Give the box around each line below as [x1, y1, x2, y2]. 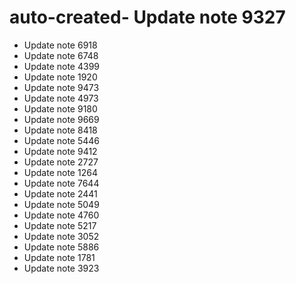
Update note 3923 [23, 262, 100, 274]
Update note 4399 [23, 60, 101, 72]
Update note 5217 [23, 219, 97, 231]
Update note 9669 [23, 113, 100, 125]
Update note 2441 [23, 187, 98, 200]
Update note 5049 [23, 198, 100, 210]
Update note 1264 [23, 166, 98, 178]
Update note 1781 [23, 251, 96, 263]
